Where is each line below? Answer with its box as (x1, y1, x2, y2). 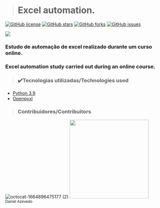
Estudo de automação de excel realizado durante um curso (5, 43, 152, 50)
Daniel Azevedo (5, 199, 33, 204)
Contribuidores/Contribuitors (17, 108, 92, 115)
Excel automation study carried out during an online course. (5, 63, 155, 70)
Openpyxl (12, 96, 33, 102)
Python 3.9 (12, 90, 36, 96)
